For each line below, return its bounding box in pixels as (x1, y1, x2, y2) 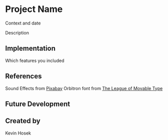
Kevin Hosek (5, 130, 31, 136)
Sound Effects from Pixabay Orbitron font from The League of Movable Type (5, 85, 163, 91)
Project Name (5, 3, 63, 15)
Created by (5, 116, 41, 125)
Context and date (5, 20, 41, 26)
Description (5, 29, 29, 35)
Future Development (5, 99, 70, 108)
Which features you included (5, 57, 64, 63)
